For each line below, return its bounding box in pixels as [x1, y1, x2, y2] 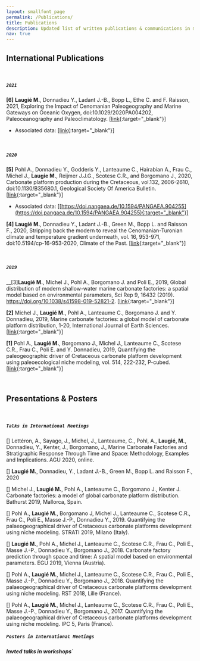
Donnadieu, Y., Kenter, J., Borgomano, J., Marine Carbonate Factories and [6, 443, 187, 450]
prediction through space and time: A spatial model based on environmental [6, 553, 192, 560]
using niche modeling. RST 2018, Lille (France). [6, 590, 122, 597]
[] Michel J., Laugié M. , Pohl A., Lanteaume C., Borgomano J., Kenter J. [6, 485, 181, 492]
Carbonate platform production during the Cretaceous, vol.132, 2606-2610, [6, 178, 190, 185]
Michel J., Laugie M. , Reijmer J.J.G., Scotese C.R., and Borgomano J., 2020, [6, 172, 193, 179]
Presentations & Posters [6, 394, 98, 404]
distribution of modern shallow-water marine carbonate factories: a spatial [6, 285, 189, 292]
